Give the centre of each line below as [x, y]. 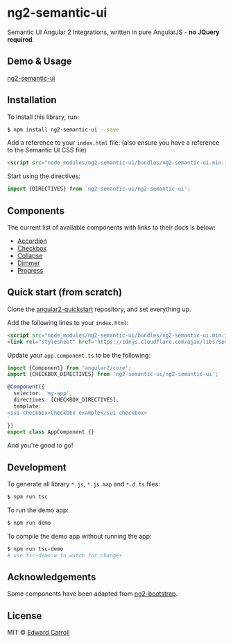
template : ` [31, 406]
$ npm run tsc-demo [35, 549]
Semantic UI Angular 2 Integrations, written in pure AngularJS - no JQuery [113, 32]
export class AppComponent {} [51, 432]
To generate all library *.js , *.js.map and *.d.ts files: [84, 484]
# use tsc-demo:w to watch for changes [65, 555]
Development [37, 467]
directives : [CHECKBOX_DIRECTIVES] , [66, 400]
